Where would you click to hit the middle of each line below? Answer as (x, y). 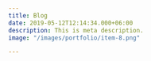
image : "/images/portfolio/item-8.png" (74, 38)
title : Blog (28, 15)
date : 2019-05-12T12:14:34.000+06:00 (71, 23)
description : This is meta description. (76, 30)
